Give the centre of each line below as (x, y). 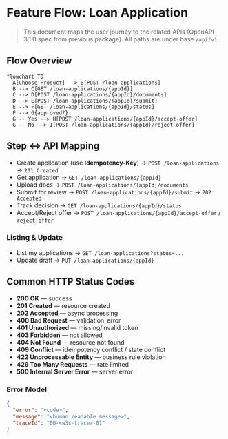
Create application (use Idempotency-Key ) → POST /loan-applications (118, 163)
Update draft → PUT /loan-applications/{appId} (85, 260)
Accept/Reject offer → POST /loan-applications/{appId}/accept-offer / (118, 212)
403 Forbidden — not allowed (59, 335)
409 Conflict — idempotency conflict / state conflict (91, 349)
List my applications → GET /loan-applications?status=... (100, 252)
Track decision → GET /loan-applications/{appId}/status (99, 205)
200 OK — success (44, 298)
